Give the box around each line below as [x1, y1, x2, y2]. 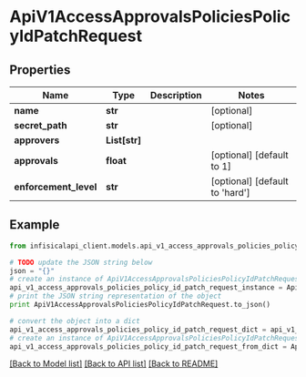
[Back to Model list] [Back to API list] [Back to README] [9, 358, 219, 370]
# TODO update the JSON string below [9, 258, 153, 267]
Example [9, 217, 60, 233]
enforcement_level [14, 180, 97, 193]
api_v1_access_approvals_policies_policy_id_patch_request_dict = [9, 325, 267, 334]
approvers [14, 134, 60, 147]
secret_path [14, 119, 67, 131]
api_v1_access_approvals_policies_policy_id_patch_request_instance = [9, 283, 283, 292]
